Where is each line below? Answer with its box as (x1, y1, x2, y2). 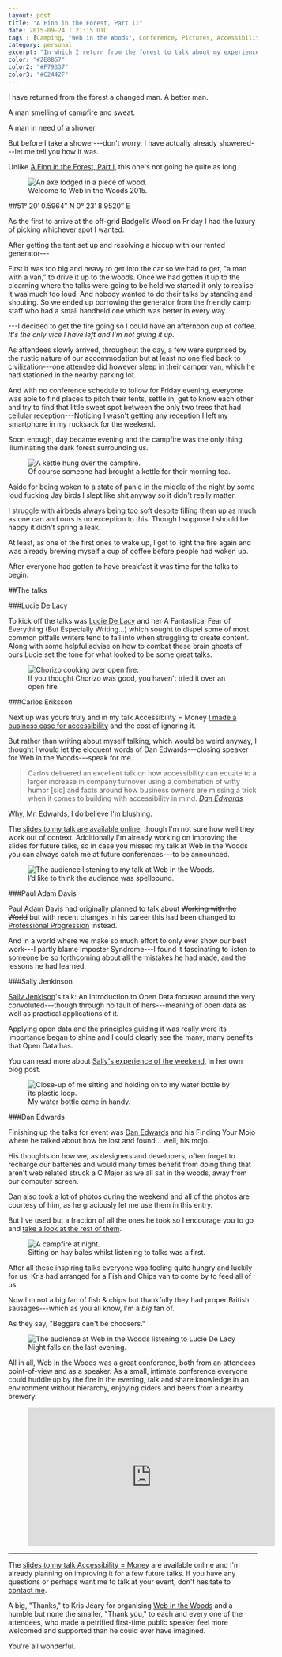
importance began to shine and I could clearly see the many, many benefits (8, 1032, 254, 1041)
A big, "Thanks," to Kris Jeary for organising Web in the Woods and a (8, 1600, 233, 1610)
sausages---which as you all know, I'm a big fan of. (8, 1303, 175, 1313)
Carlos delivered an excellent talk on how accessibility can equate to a (27, 768, 257, 778)
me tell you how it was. (24, 146, 100, 156)
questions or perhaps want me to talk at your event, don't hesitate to (8, 1576, 231, 1587)
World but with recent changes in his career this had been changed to (8, 912, 235, 922)
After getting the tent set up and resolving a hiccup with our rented (8, 240, 226, 249)
